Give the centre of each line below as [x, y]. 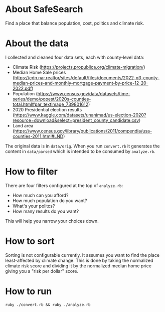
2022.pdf [22, 88]
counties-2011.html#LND [38, 136]
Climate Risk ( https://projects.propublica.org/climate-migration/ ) [79, 67]
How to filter [31, 172]
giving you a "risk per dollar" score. [42, 271]
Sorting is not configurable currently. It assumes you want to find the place [82, 255]
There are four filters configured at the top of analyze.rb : [64, 185]
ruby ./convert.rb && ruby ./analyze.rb [48, 304]
